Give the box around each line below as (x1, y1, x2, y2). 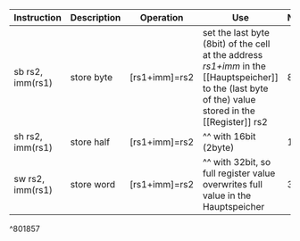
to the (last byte (202, 82, 269, 95)
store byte (70, 71, 113, 83)
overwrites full (202, 179, 263, 190)
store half (70, 136, 110, 148)
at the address (202, 49, 263, 61)
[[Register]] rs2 (202, 116, 268, 128)
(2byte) (202, 142, 235, 154)
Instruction (13, 12, 62, 23)
